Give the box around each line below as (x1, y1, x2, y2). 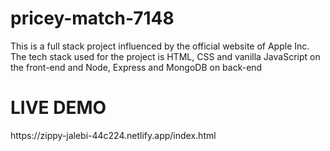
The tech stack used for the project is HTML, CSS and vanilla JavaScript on (10, 50, 321, 62)
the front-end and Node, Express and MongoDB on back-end (10, 61, 263, 73)
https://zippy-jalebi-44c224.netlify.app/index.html (10, 129, 217, 141)
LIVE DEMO (10, 97, 107, 119)
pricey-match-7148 (10, 7, 175, 30)
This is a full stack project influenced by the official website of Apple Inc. (10, 40, 310, 52)
